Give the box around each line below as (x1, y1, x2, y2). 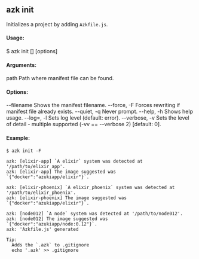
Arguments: (6, 61, 37, 68)
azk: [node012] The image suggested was (6, 215, 109, 222)
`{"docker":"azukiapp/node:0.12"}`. (6, 221, 97, 227)
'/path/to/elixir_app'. (6, 163, 66, 169)
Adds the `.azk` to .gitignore (11, 242, 90, 248)
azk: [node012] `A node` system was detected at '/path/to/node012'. (6, 211, 183, 217)
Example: (6, 135, 30, 142)
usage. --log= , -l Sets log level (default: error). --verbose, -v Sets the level (6, 114, 189, 121)
